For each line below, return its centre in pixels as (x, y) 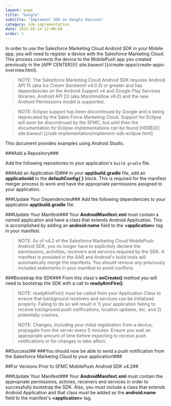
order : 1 (15, 34)
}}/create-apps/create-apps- (135, 65)
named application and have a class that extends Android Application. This (84, 220)
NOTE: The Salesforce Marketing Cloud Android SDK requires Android (91, 80)
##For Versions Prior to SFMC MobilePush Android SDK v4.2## (72, 366)
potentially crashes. (39, 315)
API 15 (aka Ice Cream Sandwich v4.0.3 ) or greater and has (80, 85)
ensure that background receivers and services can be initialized (86, 299)
